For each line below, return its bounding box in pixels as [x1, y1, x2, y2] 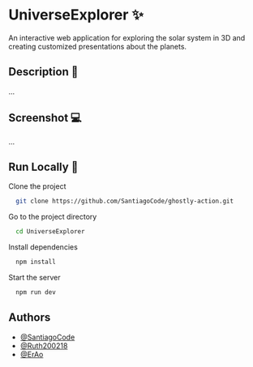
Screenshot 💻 [8, 111, 83, 125]
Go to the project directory [8, 212, 97, 222]
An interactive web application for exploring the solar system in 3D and [8, 32, 246, 42]
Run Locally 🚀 [8, 160, 79, 173]
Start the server [8, 273, 61, 282]
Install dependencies [8, 242, 79, 252]
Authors [8, 310, 51, 325]
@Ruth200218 [19, 340, 68, 350]
